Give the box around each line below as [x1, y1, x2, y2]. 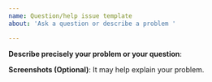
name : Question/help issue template [8, 11, 132, 20]
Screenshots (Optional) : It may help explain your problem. [8, 64, 205, 74]
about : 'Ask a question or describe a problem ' [8, 19, 176, 28]
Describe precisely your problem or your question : [8, 49, 183, 58]
